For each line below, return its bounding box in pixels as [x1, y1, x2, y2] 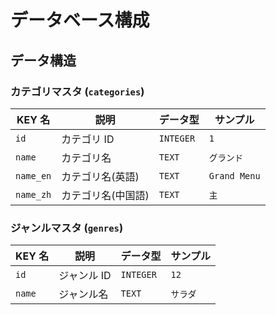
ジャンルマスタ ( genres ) [10, 221, 124, 235]
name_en [15, 170, 52, 181]
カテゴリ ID [61, 132, 115, 146]
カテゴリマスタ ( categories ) [10, 84, 145, 98]
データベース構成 [10, 9, 150, 32]
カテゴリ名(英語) [61, 169, 140, 183]
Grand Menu [208, 170, 261, 181]
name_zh [15, 189, 52, 200]
